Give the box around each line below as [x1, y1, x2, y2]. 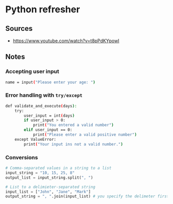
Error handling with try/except [5, 91, 83, 99]
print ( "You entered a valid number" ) [32, 122, 114, 128]
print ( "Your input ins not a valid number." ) [24, 141, 124, 147]
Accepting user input [5, 68, 59, 75]
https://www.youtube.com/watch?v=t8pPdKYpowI [12, 38, 119, 44]
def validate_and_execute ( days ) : [5, 103, 77, 108]
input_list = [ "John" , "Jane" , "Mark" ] [5, 189, 91, 194]
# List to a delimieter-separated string [5, 184, 96, 190]
